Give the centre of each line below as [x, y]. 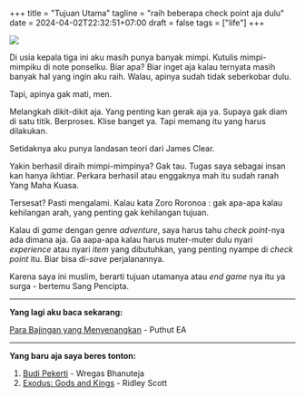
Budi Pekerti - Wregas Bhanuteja [84, 373]
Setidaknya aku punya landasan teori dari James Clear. [112, 148]
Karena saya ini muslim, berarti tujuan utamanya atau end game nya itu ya [148, 276]
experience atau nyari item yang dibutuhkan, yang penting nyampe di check [151, 249]
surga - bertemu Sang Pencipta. [69, 286]
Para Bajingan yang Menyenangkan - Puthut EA [98, 329]
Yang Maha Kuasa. [44, 185]
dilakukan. [29, 131]
